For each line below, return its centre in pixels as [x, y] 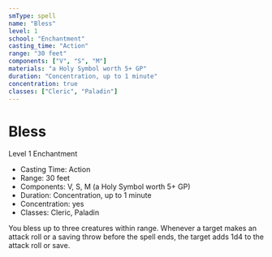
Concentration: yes [52, 204]
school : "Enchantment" [47, 39]
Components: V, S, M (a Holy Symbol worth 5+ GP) [105, 186]
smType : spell [32, 16]
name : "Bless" [32, 24]
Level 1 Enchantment [43, 154]
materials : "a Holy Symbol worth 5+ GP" [78, 69]
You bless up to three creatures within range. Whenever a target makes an [133, 229]
